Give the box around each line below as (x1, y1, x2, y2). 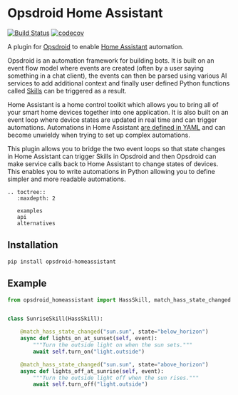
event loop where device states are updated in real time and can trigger (7, 116, 217, 124)
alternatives (16, 220, 56, 227)
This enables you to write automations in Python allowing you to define (7, 167, 215, 175)
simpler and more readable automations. (7, 175, 126, 183)
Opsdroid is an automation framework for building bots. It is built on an (7, 56, 215, 65)
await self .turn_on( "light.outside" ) (33, 348, 145, 355)
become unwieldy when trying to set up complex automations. (7, 130, 190, 139)
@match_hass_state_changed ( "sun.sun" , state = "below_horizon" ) (20, 328, 209, 336)
